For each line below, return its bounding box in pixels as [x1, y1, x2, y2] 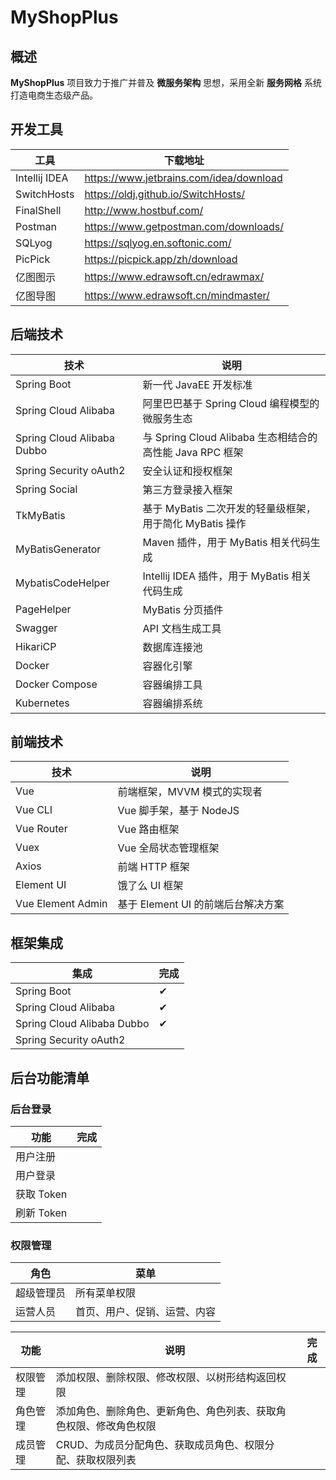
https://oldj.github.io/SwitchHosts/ [84, 187, 246, 201]
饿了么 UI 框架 [117, 879, 184, 893]
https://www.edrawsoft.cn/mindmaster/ [84, 288, 270, 302]
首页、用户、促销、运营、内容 [75, 1305, 217, 1319]
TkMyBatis [15, 508, 66, 522]
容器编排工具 [142, 677, 203, 691]
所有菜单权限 [75, 1286, 137, 1300]
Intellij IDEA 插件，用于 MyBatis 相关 [142, 569, 312, 583]
